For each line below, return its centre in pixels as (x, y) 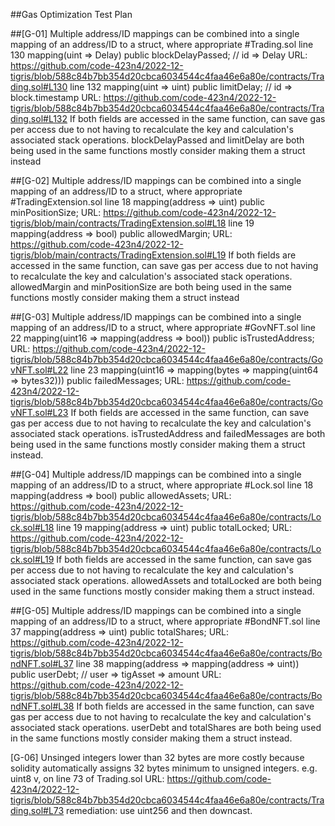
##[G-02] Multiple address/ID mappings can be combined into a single (156, 180)
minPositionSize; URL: (56, 212)
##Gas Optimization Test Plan (71, 14)
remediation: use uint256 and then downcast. (159, 810)
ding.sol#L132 (39, 118)
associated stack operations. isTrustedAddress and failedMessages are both (168, 433)
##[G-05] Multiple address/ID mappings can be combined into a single (156, 610)
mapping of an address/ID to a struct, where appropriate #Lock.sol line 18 (162, 485)
